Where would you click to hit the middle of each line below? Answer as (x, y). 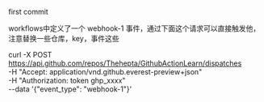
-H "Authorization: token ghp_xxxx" (67, 81)
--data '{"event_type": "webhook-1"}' (70, 89)
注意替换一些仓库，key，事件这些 (64, 38)
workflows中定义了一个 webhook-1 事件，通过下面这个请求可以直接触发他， (134, 28)
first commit (28, 12)
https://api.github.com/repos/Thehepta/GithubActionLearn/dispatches (125, 63)
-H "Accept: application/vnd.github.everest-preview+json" (105, 72)
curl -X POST (30, 55)
